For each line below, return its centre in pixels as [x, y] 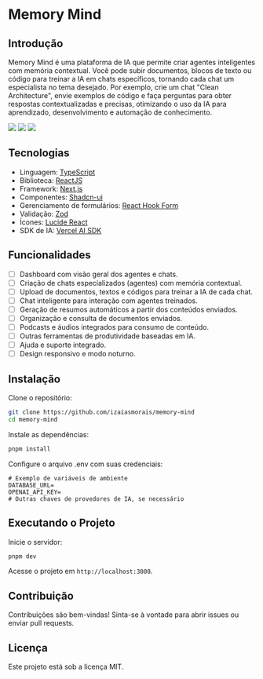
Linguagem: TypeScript [57, 172]
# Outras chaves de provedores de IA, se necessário [96, 499]
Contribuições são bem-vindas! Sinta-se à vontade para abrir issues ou [124, 615]
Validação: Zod [44, 214]
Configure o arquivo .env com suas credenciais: [86, 464]
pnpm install [29, 449]
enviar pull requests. [41, 623]
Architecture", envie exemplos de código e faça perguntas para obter [120, 95]
